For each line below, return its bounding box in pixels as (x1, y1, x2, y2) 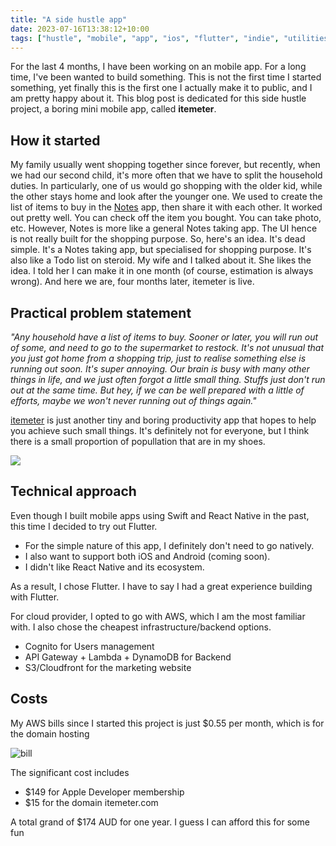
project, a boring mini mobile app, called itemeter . (10, 103, 217, 115)
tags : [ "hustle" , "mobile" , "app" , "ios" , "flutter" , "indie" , (10, 33, 280, 43)
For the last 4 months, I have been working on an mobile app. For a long (10, 61, 307, 73)
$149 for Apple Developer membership (24, 786, 185, 798)
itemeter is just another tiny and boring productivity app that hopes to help (10, 414, 317, 426)
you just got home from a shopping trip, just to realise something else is (10, 352, 307, 364)
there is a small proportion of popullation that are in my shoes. (10, 436, 266, 447)
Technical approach (10, 483, 137, 500)
